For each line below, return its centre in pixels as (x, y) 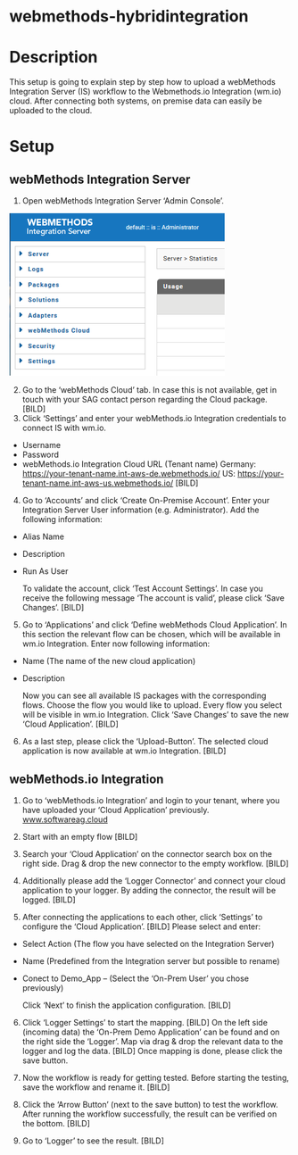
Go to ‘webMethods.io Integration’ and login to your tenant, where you (151, 800)
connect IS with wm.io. (64, 428)
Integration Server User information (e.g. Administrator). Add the (141, 510)
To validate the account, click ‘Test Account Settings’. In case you (142, 589)
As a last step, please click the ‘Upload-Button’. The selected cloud (145, 742)
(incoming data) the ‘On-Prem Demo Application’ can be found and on (151, 1032)
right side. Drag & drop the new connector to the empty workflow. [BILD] (155, 863)
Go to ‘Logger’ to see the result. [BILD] (93, 1141)
